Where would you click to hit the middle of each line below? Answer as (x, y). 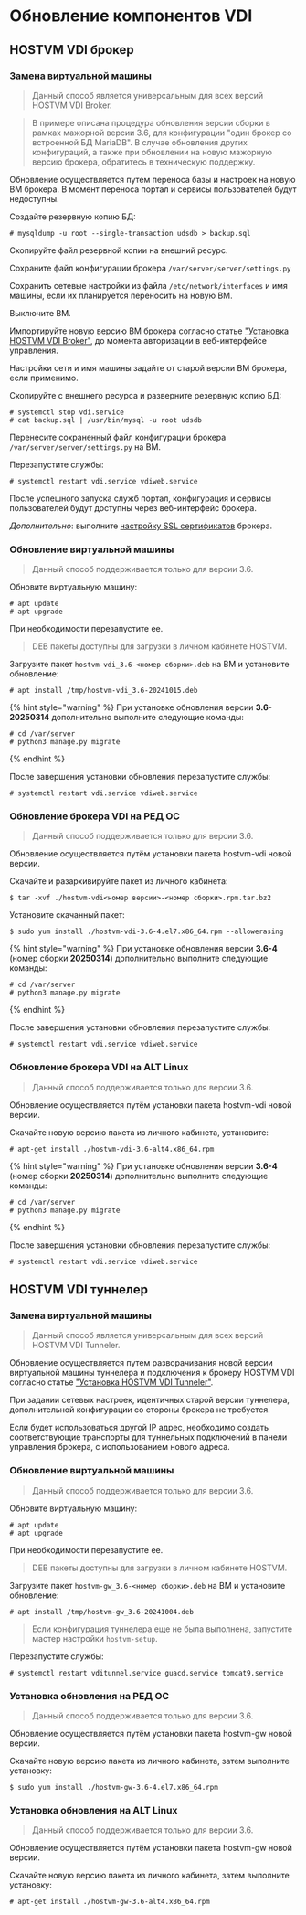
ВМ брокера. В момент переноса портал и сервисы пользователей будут (153, 189)
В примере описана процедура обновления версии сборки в (151, 122)
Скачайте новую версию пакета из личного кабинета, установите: (139, 1132)
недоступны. (34, 198)
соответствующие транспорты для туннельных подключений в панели (148, 1437)
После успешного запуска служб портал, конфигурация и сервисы (141, 498)
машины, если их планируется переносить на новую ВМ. (121, 295)
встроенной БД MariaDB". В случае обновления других (140, 142)
